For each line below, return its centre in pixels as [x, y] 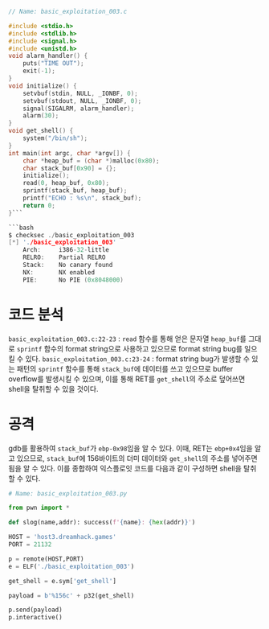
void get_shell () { [41, 131]
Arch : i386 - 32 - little [66, 250]
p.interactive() [35, 618]
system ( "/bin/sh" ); [55, 138]
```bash [21, 228]
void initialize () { [43, 86]
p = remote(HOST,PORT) [46, 559]
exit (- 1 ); [39, 71]
